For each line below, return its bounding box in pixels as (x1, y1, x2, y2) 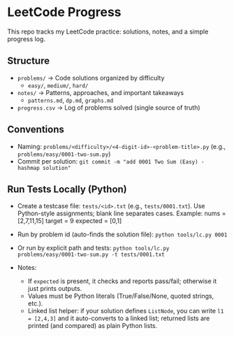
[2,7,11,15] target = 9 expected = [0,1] (17, 217, 122, 225)
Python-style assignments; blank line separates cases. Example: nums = (17, 209, 226, 217)
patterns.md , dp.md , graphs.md (27, 96, 114, 104)
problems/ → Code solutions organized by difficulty (17, 73, 165, 82)
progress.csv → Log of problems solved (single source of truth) (17, 103, 200, 112)
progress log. (7, 34, 45, 43)
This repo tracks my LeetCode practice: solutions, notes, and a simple (7, 27, 209, 36)
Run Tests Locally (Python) (7, 183, 127, 195)
